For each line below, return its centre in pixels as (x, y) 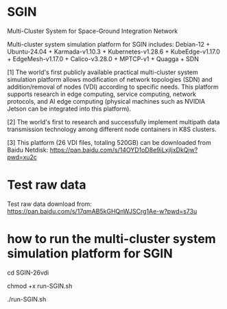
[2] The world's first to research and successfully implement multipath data (113, 122)
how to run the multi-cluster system (111, 239)
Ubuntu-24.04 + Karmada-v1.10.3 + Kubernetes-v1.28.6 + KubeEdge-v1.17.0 (114, 51)
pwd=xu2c (22, 157)
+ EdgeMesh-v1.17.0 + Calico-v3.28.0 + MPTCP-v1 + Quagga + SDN (103, 58)
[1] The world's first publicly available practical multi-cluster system (103, 72)
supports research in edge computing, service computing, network (102, 94)
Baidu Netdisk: (28, 150)
